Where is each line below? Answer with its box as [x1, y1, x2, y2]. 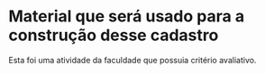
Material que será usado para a [8, 6, 245, 27]
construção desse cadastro [8, 25, 219, 45]
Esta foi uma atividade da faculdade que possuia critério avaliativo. [8, 54, 257, 65]
